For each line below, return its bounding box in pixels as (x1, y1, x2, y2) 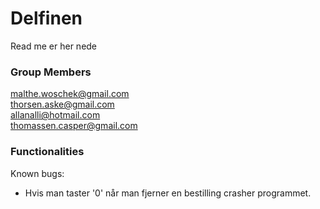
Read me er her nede (10, 40, 98, 52)
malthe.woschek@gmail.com (10, 88, 130, 100)
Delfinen (10, 7, 83, 30)
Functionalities (10, 145, 85, 159)
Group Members (10, 65, 92, 79)
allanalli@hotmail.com (10, 109, 101, 121)
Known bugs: (10, 167, 65, 179)
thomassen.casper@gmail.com (10, 120, 138, 132)
